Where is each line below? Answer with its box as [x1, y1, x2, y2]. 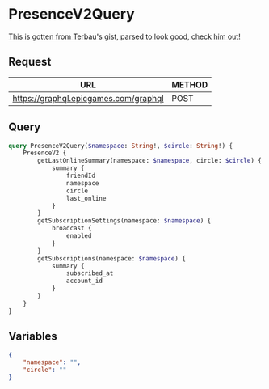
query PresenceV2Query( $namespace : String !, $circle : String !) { [8, 142, 233, 150]
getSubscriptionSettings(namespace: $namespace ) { [37, 217, 212, 225]
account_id [65, 277, 103, 285]
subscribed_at [65, 269, 114, 277]
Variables [8, 329, 58, 344]
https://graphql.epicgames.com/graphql [12, 92, 164, 104]
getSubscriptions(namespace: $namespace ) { [37, 254, 186, 263]
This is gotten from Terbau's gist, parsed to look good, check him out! [8, 32, 241, 41]
